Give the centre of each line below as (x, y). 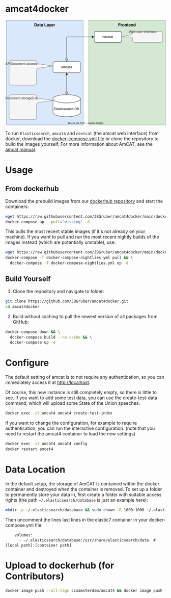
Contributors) (35, 576)
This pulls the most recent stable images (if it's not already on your (75, 231)
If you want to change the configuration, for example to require (71, 423)
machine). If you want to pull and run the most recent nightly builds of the (82, 237)
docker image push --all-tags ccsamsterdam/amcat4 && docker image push (84, 590)
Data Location (35, 470)
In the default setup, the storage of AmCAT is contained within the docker (82, 484)
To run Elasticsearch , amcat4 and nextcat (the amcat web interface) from (82, 133)
